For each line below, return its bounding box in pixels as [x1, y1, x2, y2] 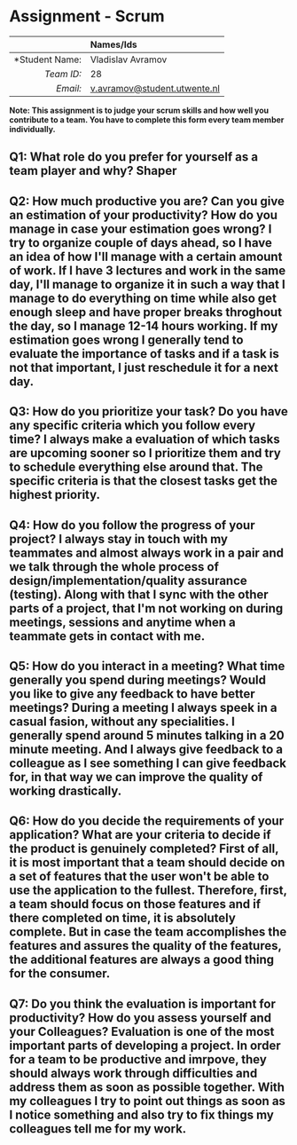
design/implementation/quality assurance [9, 572, 248, 588]
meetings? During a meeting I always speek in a [9, 699, 277, 715]
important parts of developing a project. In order [9, 1038, 281, 1053]
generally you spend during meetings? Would [9, 672, 266, 687]
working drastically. [9, 783, 122, 798]
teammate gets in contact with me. [9, 628, 206, 644]
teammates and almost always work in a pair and [9, 545, 285, 560]
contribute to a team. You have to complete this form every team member [9, 114, 285, 125]
